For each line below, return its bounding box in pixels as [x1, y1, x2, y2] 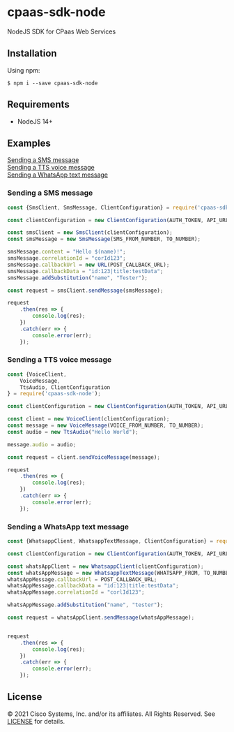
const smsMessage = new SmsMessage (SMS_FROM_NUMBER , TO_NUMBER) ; [7, 235, 201, 243]
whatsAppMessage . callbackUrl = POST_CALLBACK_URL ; [7, 576, 157, 583]
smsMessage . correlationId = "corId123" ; [7, 255, 127, 262]
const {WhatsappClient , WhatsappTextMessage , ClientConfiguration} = [7, 538, 214, 545]
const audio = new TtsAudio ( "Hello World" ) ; [7, 428, 139, 435]
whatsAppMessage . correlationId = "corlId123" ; [7, 589, 145, 596]
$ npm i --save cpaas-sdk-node [7, 80, 98, 87]
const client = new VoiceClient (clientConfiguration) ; [7, 416, 170, 423]
